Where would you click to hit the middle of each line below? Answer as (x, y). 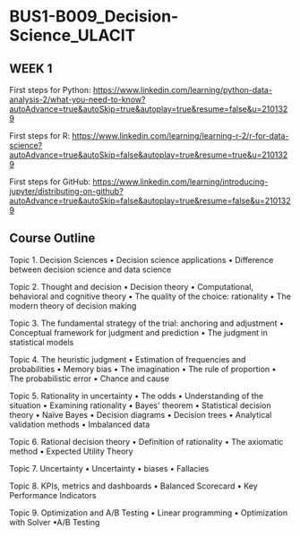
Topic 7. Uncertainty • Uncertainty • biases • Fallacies (109, 468)
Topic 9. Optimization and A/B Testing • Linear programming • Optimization (149, 513)
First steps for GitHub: (50, 182)
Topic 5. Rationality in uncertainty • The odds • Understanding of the (137, 396)
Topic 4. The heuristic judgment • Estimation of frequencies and (128, 359)
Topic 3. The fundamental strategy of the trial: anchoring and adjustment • (147, 323)
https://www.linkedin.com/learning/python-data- (183, 90)
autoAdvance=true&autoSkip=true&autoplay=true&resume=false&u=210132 (149, 109)
